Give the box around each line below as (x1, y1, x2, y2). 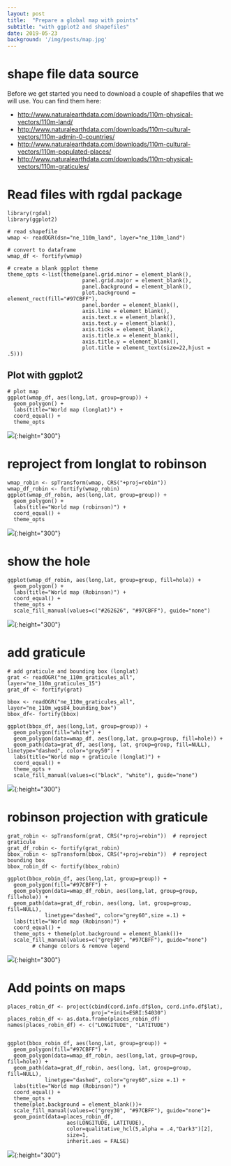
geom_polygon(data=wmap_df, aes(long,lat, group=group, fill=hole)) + (13, 735, 223, 742)
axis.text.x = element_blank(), (82, 314, 177, 321)
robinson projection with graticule (7, 809, 208, 825)
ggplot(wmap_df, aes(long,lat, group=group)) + (7, 394, 149, 401)
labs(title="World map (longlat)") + (13, 406, 124, 413)
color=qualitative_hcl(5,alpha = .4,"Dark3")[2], (66, 1125, 214, 1132)
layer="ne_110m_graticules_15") (7, 680, 101, 687)
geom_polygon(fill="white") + (13, 729, 101, 736)
